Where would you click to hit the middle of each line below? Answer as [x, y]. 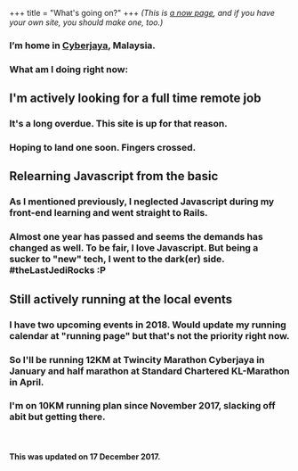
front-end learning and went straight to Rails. [109, 213]
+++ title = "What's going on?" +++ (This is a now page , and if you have [142, 13]
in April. [27, 382]
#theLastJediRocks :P [58, 270]
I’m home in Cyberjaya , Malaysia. [82, 45]
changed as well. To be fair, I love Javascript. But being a [134, 248]
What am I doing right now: [69, 69]
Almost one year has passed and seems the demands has [137, 237]
